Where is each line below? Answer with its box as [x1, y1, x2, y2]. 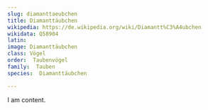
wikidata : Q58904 [7, 30, 59, 38]
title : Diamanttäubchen [7, 17, 78, 24]
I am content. [7, 95, 46, 104]
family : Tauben [7, 63, 55, 70]
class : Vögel [7, 50, 46, 57]
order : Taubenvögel [7, 57, 69, 64]
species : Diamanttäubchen [7, 70, 87, 77]
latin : [7, 37, 27, 44]
